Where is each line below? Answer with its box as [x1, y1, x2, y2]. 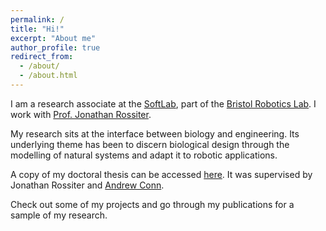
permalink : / [10, 14, 65, 25]
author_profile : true [10, 42, 101, 53]
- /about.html [19, 71, 78, 81]
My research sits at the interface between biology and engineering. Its [10, 127, 300, 140]
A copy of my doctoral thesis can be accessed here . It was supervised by [10, 168, 313, 180]
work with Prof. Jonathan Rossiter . [10, 108, 152, 120]
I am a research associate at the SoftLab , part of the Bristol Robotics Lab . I [10, 97, 317, 110]
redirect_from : [10, 52, 74, 62]
